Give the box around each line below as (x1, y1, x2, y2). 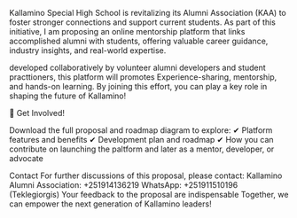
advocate (9, 153, 44, 163)
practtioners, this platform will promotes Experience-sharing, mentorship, (9, 72, 277, 82)
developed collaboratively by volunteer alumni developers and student (9, 62, 266, 73)
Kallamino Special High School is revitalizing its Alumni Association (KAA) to (9, 8, 286, 18)
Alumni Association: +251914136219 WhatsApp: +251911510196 (9, 180, 238, 190)
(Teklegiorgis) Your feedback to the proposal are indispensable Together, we (9, 190, 289, 199)
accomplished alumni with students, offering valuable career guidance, (9, 35, 269, 46)
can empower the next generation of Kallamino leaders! (9, 199, 212, 209)
